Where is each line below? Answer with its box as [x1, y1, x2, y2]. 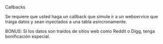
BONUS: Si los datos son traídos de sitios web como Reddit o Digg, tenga [5, 28, 155, 34]
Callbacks [5, 4, 26, 10]
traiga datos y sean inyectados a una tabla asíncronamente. [5, 19, 127, 24]
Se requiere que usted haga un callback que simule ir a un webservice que [5, 14, 158, 19]
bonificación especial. [5, 34, 51, 39]
